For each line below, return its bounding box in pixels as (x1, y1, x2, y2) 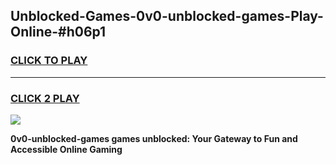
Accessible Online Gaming (10, 143, 123, 155)
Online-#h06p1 (10, 24, 107, 41)
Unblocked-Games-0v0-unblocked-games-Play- (10, 8, 324, 25)
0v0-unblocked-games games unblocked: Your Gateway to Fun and (10, 132, 298, 144)
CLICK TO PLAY (10, 54, 88, 68)
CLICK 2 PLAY (10, 91, 80, 105)
